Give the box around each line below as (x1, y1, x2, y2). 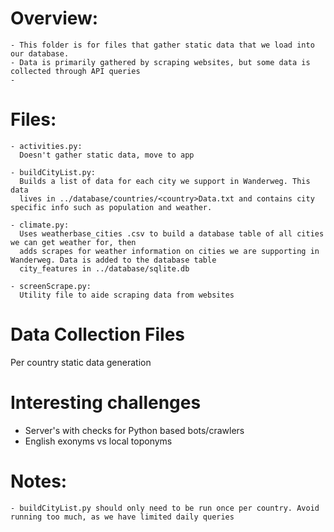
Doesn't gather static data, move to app (19, 150, 195, 160)
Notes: (10, 470, 68, 492)
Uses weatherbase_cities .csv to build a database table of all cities (19, 228, 325, 239)
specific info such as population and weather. (10, 202, 213, 212)
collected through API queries (10, 66, 141, 76)
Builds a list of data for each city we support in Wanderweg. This (19, 176, 311, 186)
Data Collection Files (10, 323, 186, 346)
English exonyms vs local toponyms (24, 435, 173, 447)
